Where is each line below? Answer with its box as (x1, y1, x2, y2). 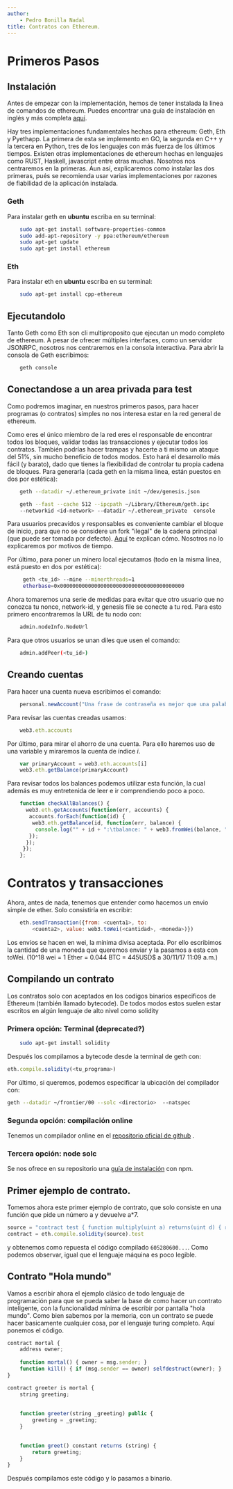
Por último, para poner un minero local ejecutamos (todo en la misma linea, (7, 555, 222, 564)
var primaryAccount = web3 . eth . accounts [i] (19, 760, 148, 767)
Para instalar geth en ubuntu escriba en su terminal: (7, 212, 156, 221)
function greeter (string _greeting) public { (19, 1410, 154, 1417)
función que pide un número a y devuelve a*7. (7, 1210, 139, 1218)
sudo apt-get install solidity (19, 1040, 110, 1046)
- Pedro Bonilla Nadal (19, 17, 85, 24)
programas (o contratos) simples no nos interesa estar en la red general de (7, 409, 221, 417)
